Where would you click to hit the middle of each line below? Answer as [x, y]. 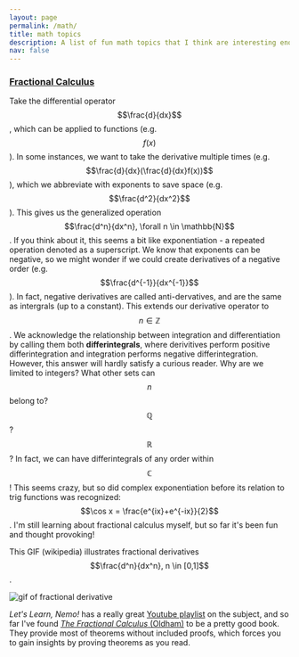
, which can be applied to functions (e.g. [83, 129]
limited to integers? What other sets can [82, 373]
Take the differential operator [62, 101]
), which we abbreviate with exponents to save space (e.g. [116, 185]
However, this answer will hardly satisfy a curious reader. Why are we [137, 364]
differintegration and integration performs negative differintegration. [134, 354]
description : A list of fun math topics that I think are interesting [143, 42]
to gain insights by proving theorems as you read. [100, 643]
